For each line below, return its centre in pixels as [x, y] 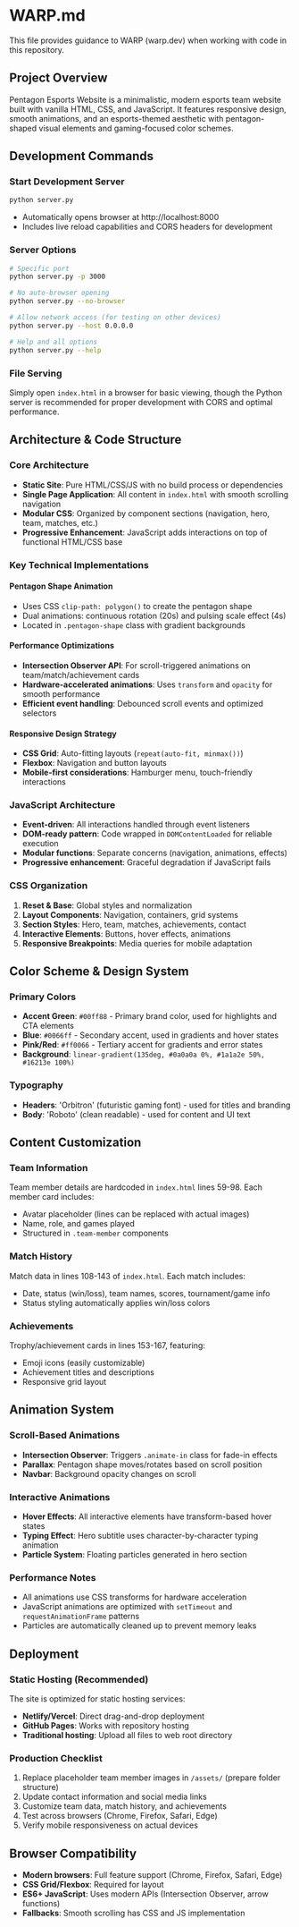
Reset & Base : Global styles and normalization [107, 905]
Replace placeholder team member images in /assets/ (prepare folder [151, 1778]
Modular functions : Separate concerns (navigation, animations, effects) [155, 853]
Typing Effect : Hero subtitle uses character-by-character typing [140, 1535]
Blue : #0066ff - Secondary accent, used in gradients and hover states [150, 1035]
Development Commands [82, 156]
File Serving [36, 373]
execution [41, 844]
